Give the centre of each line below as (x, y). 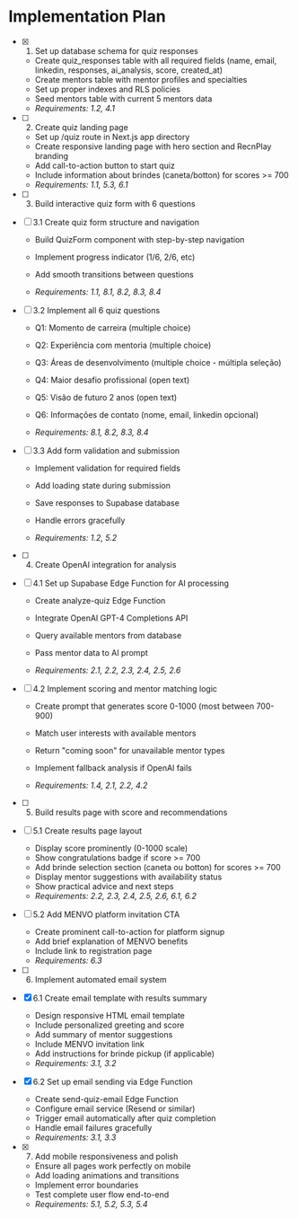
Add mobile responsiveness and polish (106, 1156)
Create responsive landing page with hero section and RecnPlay (153, 146)
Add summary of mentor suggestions (104, 1034)
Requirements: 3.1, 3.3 (75, 1137)
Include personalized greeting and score (110, 1025)
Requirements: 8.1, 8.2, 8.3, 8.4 (92, 432)
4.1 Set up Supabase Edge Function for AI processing (131, 583)
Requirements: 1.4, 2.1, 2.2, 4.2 (91, 785)
